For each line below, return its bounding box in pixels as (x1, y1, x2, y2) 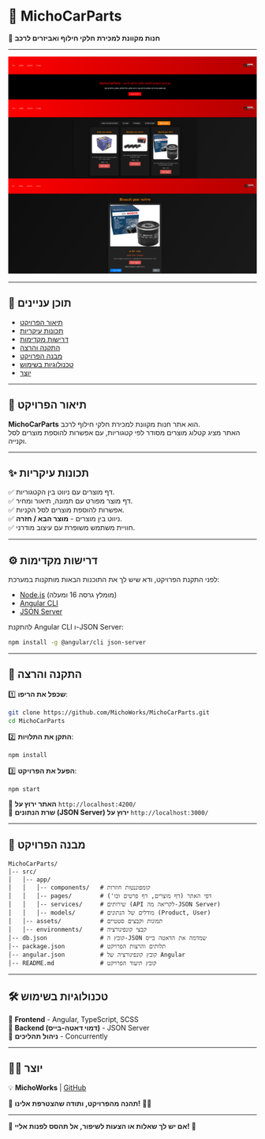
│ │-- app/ (8, 876, 51, 884)
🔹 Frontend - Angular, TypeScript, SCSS (8, 1015, 140, 1024)
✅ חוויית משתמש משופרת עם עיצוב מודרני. (8, 523, 136, 532)
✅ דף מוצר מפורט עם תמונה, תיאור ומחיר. (8, 496, 133, 505)
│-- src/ (8, 868, 37, 876)
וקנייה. (8, 436, 28, 445)
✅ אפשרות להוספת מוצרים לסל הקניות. (8, 505, 125, 515)
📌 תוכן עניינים (8, 297, 72, 310)
